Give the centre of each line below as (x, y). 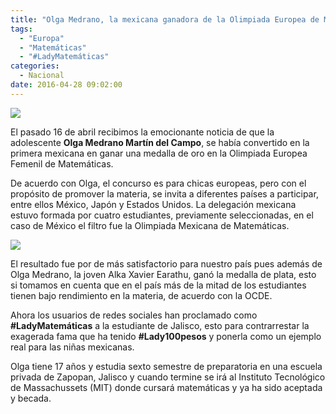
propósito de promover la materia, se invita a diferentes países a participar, (164, 193)
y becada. (31, 398)
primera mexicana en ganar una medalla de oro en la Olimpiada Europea (159, 153)
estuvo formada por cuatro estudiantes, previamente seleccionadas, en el (162, 215)
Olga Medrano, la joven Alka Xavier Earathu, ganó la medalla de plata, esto (163, 274)
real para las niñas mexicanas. (72, 347)
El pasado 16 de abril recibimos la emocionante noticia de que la (142, 132)
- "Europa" (42, 38)
